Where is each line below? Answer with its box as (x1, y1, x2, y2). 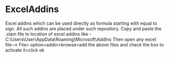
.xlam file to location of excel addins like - (5, 31, 92, 37)
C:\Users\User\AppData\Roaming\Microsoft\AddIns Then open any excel (5, 36, 156, 42)
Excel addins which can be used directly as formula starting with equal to (5, 20, 157, 26)
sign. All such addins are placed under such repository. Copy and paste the (5, 25, 162, 31)
